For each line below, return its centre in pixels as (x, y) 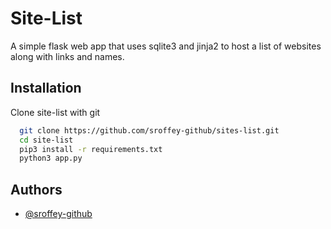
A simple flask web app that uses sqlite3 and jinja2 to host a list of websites (166, 46)
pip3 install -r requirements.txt (91, 149)
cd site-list (46, 140)
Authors (36, 189)
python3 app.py (51, 158)
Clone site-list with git (55, 112)
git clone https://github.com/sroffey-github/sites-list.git (149, 130)
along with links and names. (67, 56)
